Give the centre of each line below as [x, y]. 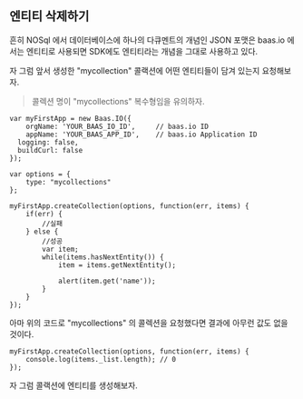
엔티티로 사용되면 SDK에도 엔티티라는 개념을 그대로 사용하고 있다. [142, 51]
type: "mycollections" [68, 182]
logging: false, [48, 142]
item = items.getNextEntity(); [117, 265]
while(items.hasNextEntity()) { [103, 257]
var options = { [40, 174]
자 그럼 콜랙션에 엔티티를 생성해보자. [73, 385]
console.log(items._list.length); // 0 [101, 359]
